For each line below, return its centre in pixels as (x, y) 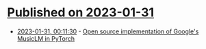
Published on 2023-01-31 (81, 13)
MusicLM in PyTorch (46, 38)
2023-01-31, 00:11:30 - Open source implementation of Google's (108, 31)
